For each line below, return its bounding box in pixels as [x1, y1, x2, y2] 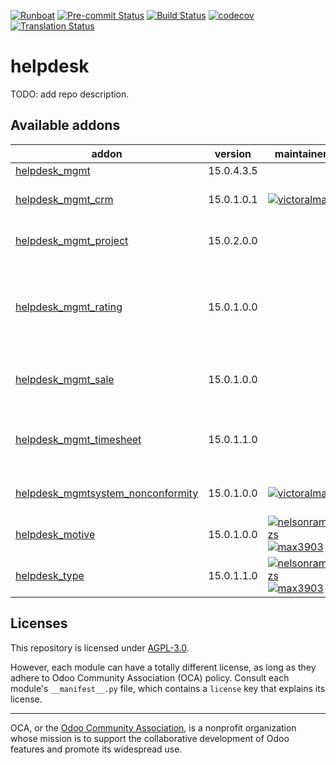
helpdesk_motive [15, 527, 96, 541]
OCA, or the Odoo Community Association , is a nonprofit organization [10, 721, 297, 734]
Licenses [10, 615, 68, 632]
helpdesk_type [15, 568, 85, 582]
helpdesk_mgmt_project [15, 233, 129, 247]
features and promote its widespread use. [10, 743, 183, 755]
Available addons [10, 117, 121, 134]
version [214, 146, 252, 160]
